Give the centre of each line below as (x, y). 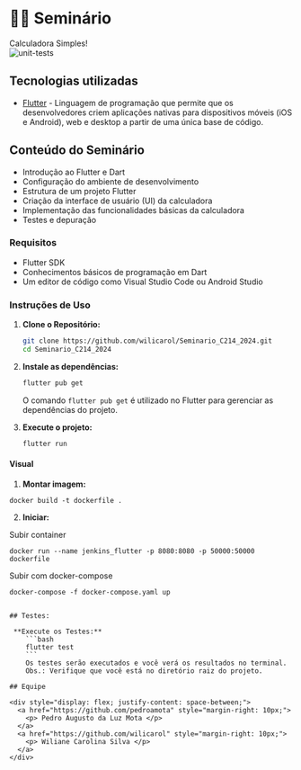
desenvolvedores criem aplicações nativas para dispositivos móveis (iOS (157, 112)
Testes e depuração (59, 219)
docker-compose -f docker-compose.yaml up (90, 592)
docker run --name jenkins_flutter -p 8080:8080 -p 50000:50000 (132, 551)
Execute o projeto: (57, 427)
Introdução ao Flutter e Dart (74, 172)
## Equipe (28, 686)
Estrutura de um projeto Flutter (79, 191)
